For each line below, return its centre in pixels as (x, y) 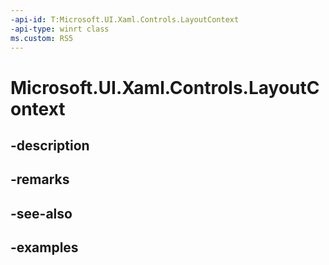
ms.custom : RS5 (42, 38)
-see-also (41, 213)
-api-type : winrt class (60, 29)
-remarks (40, 179)
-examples (44, 247)
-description (50, 145)
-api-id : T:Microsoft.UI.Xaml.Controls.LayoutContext (125, 19)
